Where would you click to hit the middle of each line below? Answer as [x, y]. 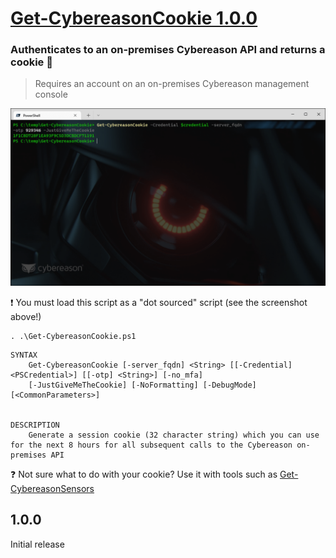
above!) [26, 316]
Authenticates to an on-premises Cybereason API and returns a [168, 50]
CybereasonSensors [52, 488]
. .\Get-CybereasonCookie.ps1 [73, 336]
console [51, 94]
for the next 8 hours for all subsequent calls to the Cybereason [151, 445]
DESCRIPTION [35, 425]
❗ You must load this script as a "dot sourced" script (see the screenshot [159, 302]
